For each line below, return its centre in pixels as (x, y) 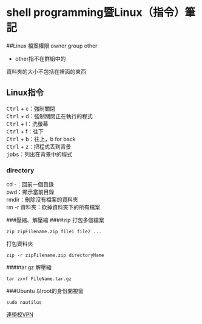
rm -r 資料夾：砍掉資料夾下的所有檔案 (53, 207)
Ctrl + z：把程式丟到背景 (39, 146)
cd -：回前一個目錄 (30, 185)
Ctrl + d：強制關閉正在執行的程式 (49, 116)
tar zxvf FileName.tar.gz (39, 279)
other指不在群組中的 (40, 58)
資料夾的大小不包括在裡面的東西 (46, 71)
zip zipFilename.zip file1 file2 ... (54, 232)
